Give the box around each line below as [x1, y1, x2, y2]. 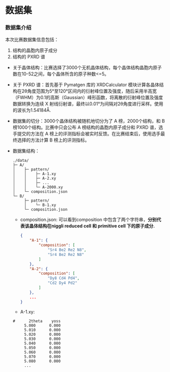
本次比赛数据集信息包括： [5, 37, 59, 43]
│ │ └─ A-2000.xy [12, 185, 63, 190]
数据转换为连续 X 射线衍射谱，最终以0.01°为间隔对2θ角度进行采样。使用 [12, 101, 163, 107]
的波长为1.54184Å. [12, 107, 51, 113]
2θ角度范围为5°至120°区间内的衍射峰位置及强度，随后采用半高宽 [21, 88, 157, 94]
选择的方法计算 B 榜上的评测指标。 [17, 137, 90, 143]
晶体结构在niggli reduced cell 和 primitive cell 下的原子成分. [29, 223, 155, 229]
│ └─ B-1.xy [24, 203, 56, 208]
